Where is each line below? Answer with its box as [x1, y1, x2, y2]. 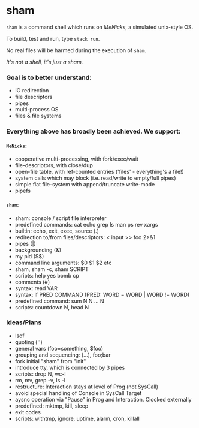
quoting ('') [14, 338, 43, 345]
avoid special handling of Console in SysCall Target [14, 389, 142, 396]
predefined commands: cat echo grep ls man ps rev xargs [14, 221, 158, 228]
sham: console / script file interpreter [14, 214, 107, 222]
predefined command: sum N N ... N [14, 297, 104, 305]
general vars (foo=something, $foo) [14, 345, 104, 352]
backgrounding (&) [14, 246, 62, 254]
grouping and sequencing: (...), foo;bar [14, 351, 111, 358]
